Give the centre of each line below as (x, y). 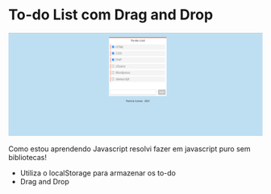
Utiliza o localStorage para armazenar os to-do (98, 173)
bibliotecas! (27, 158)
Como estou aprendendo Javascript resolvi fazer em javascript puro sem (129, 149)
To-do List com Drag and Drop (111, 15)
